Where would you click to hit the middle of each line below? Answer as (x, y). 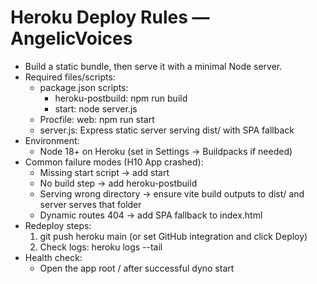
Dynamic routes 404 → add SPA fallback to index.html (151, 215)
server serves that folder (90, 204)
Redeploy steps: (58, 225)
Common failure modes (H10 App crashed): (114, 162)
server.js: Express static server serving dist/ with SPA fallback (167, 130)
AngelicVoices (71, 38)
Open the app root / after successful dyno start (137, 268)
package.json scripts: (84, 87)
